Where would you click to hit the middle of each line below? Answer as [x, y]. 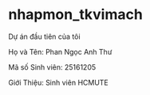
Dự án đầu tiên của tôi [45, 36]
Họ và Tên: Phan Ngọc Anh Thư [60, 51]
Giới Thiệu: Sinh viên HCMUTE [59, 82]
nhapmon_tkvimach [76, 15]
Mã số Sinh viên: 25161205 [52, 67]
